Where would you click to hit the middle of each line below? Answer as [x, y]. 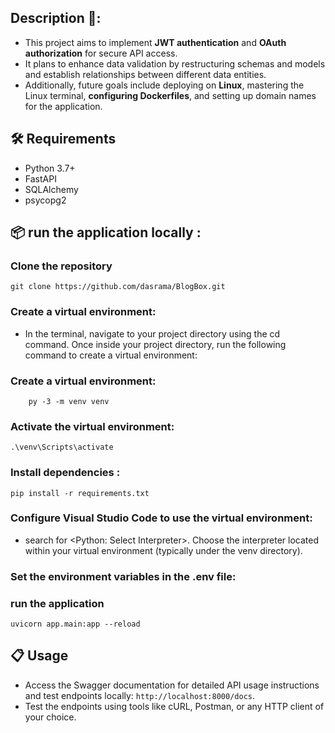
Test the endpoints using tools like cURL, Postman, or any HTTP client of [174, 706]
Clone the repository [61, 266]
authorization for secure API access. [101, 53]
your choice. [50, 717]
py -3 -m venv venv [69, 401]
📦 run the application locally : [106, 232]
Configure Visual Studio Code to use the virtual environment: [161, 518]
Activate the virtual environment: [92, 426]
